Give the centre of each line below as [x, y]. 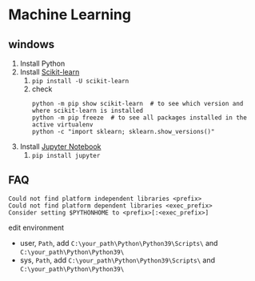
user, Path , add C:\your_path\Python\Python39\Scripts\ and [119, 243]
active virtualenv [62, 125]
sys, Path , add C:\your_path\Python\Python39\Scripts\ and [118, 260]
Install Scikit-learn [50, 72]
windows [32, 44]
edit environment [36, 227]
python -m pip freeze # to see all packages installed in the [139, 118]
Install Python [42, 63]
